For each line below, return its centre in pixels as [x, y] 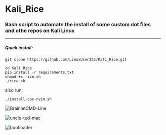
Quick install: [19, 48]
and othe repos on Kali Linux [40, 31]
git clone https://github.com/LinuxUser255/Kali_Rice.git [66, 60]
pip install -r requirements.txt [40, 72]
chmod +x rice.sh [23, 77]
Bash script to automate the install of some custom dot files [78, 25]
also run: [14, 90]
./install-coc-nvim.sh [28, 100]
